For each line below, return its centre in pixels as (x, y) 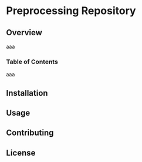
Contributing (30, 133)
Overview (24, 33)
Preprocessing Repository (71, 11)
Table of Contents (32, 62)
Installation (27, 93)
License (21, 153)
